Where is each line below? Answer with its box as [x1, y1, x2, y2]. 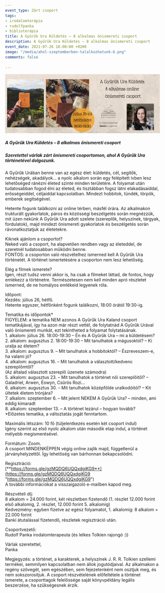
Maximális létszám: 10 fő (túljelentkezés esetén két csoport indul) [5, 421, 137, 427]
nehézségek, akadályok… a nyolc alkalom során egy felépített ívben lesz [5, 175, 152, 181]
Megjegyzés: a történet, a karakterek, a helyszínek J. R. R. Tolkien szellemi [5, 556, 156, 562]
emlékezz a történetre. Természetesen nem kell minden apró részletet [5, 277, 146, 283]
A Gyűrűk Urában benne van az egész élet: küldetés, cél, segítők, [5, 170, 137, 176]
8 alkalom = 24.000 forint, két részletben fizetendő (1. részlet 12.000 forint [5, 496, 156, 502]
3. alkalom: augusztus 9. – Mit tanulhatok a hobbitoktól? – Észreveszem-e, [5, 348, 155, 354]
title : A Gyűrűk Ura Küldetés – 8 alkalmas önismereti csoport [5, 34, 137, 39]
